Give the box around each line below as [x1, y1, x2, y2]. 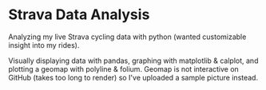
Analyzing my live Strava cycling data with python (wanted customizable [8, 32, 247, 41]
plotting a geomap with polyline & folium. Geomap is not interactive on [8, 64, 240, 73]
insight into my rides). [8, 40, 80, 49]
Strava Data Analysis [8, 6, 150, 24]
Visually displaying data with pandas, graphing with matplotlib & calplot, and [8, 56, 259, 65]
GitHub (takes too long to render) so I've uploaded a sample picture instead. [8, 72, 258, 82]
